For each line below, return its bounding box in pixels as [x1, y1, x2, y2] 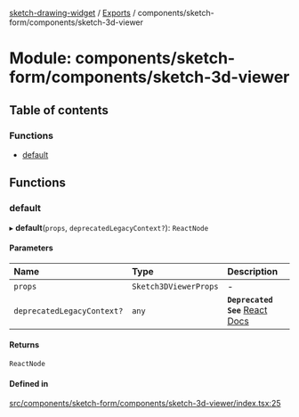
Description [226, 265, 279, 277]
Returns [9, 339, 40, 350]
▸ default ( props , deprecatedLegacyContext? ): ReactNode [9, 222, 209, 233]
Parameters [9, 242, 53, 253]
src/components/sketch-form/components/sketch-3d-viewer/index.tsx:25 [9, 398, 281, 409]
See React [226, 303, 268, 315]
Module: [9, 48, 72, 69]
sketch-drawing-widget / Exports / [9, 8, 136, 18]
